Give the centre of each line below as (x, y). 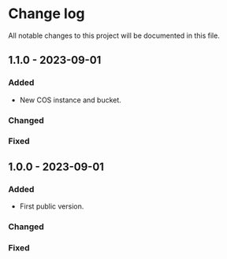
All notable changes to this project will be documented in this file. (114, 35)
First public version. (52, 206)
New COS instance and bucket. (71, 100)
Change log (47, 14)
